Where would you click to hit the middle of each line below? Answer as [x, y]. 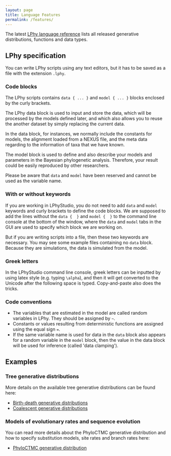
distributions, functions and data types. [46, 39]
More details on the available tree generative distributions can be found [80, 387]
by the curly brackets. [28, 103]
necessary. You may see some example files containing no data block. [79, 242]
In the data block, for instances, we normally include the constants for [79, 134]
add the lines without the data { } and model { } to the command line [81, 216]
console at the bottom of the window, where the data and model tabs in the [83, 222]
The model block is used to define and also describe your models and [79, 155]
